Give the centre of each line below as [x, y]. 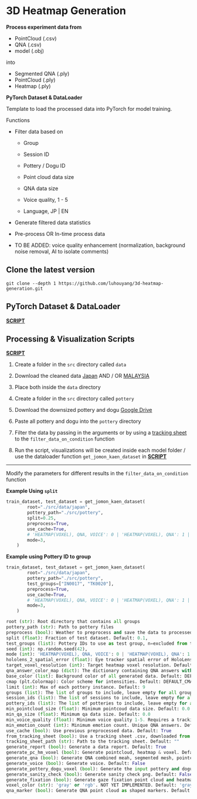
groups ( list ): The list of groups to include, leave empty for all [91, 693]
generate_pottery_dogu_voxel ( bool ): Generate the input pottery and [93, 769]
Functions [18, 120]
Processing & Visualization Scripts [70, 339]
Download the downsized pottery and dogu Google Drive [83, 410]
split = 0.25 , [42, 518]
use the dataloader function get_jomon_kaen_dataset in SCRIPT [91, 456]
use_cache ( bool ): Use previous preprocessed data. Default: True [89, 731]
